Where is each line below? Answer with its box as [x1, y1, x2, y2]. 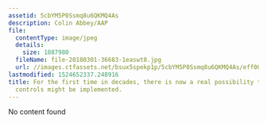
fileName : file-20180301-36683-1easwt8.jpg [15, 56, 161, 64]
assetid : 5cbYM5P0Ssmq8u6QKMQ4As [8, 11, 119, 20]
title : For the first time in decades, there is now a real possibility [8, 78, 254, 86]
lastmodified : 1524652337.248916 [8, 71, 119, 79]
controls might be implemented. [15, 85, 123, 94]
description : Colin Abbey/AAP [8, 19, 109, 27]
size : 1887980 [22, 48, 69, 56]
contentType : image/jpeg [15, 33, 98, 42]
